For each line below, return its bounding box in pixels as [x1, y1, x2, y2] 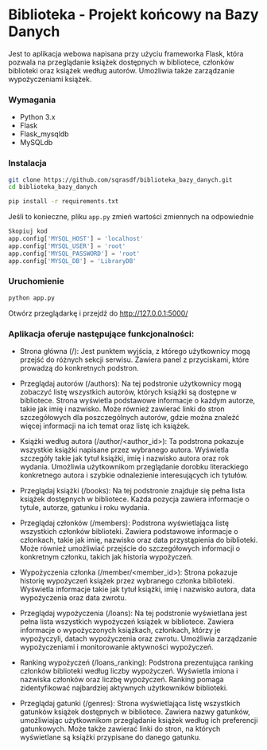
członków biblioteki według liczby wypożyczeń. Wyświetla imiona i [19, 666, 238, 675]
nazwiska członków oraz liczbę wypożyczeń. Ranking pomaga [19, 675, 224, 684]
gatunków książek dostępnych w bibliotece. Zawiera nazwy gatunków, [19, 707, 250, 717]
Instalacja [8, 158, 47, 169]
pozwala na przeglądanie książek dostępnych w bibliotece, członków [8, 57, 234, 67]
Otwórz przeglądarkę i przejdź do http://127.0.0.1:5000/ [8, 308, 188, 318]
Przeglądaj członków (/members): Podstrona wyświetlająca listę [19, 518, 229, 528]
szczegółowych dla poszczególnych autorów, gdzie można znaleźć [19, 413, 240, 422]
